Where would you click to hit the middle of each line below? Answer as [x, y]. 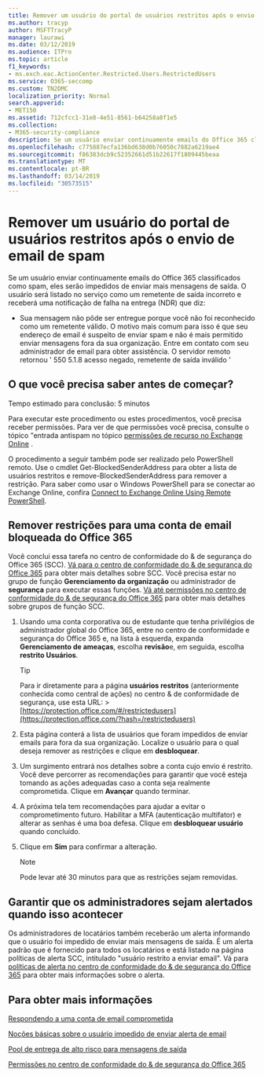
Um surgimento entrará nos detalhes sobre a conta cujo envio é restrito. [136, 766]
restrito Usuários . [49, 655]
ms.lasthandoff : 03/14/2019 [54, 176]
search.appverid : [37, 103]
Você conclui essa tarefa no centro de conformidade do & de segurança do [130, 557]
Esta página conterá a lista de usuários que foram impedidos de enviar [134, 734]
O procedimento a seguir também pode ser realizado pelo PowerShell [121, 459]
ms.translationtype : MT [47, 162]
